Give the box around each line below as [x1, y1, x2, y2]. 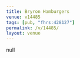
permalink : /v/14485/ [6, 25, 59, 31]
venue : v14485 [6, 14, 41, 20]
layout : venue [6, 30, 41, 36]
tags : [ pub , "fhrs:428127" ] [6, 19, 75, 25]
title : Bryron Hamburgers [6, 8, 69, 15]
